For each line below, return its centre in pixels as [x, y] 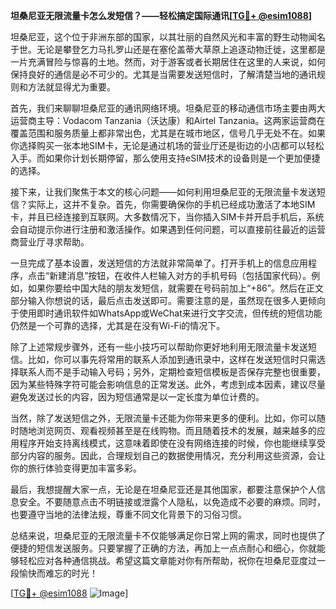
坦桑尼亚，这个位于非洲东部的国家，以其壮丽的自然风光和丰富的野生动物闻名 [168, 37]
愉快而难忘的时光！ [58, 573]
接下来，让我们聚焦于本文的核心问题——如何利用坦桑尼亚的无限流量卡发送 [163, 192]
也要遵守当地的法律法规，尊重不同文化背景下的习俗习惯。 [128, 514]
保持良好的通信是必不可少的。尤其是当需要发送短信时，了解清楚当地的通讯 [163, 74]
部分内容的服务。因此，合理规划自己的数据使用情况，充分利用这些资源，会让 [168, 455]
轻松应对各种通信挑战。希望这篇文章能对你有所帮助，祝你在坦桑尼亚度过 [167, 560]
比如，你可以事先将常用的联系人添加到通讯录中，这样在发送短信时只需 [172, 359]
